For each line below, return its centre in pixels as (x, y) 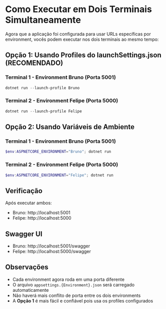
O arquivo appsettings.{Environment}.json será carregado (73, 285)
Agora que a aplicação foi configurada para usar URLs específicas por (78, 34)
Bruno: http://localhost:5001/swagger (51, 246)
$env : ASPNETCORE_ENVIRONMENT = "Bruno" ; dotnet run (58, 152)
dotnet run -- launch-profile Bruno (43, 88)
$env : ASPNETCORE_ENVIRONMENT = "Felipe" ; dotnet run (59, 175)
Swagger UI (24, 234)
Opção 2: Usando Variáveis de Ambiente (70, 127)
